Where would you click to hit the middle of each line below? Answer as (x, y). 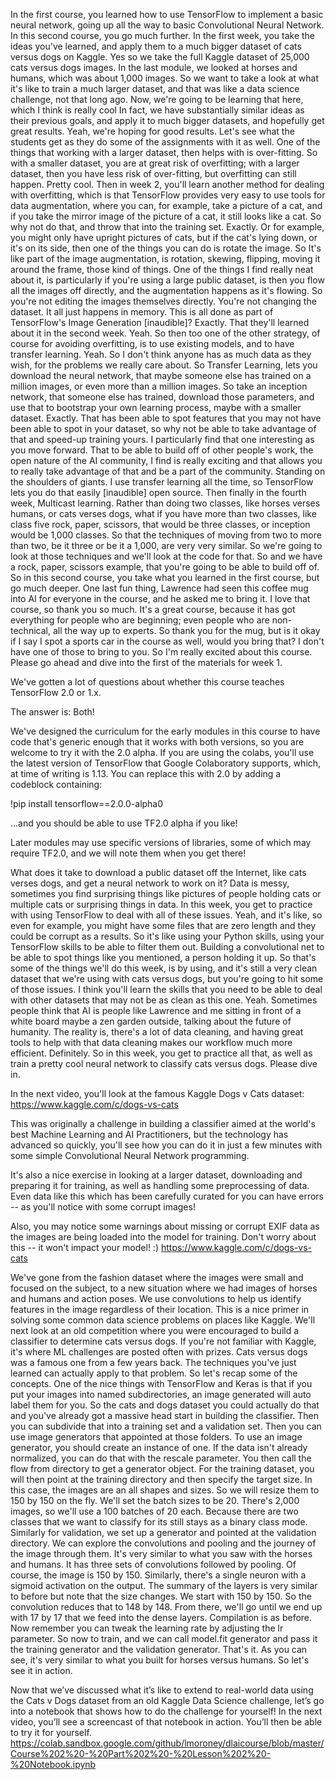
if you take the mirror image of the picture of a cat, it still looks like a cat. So (166, 216)
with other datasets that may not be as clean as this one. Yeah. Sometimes (164, 1000)
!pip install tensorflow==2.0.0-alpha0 (87, 803)
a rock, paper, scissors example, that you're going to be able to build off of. (165, 567)
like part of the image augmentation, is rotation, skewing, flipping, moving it (165, 258)
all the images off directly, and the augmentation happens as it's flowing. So (166, 290)
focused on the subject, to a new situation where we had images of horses (164, 1288)
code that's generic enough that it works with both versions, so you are (157, 742)
